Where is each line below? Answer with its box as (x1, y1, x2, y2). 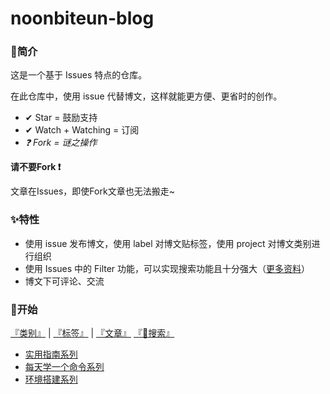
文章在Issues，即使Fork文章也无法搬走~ (10, 185, 175, 197)
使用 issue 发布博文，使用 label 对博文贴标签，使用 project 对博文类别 (24, 237, 312, 249)
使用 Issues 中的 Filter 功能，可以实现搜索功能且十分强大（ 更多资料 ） (24, 262, 311, 274)
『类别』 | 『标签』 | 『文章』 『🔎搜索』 (10, 327, 175, 339)
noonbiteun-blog (10, 7, 155, 30)
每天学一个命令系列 (24, 361, 105, 373)
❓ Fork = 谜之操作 (24, 137, 98, 149)
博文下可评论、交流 (24, 275, 105, 287)
